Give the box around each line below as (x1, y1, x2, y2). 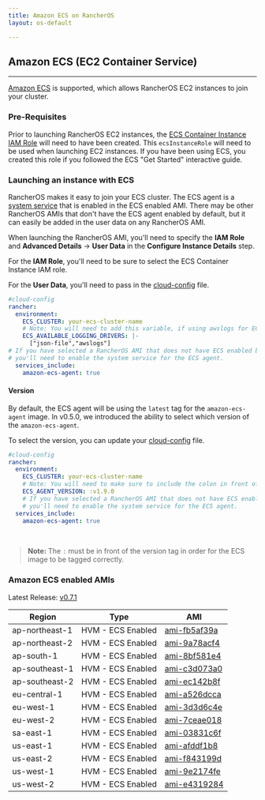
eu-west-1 (12, 701, 55, 712)
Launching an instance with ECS (8, 175, 135, 186)
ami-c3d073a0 (164, 663, 223, 674)
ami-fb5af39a (164, 625, 218, 636)
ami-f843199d (164, 753, 222, 764)
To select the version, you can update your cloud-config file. (8, 435, 205, 445)
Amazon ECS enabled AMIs (8, 574, 115, 585)
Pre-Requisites (8, 111, 67, 122)
